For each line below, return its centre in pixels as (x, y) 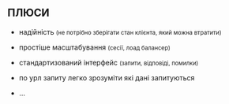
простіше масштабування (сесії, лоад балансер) (94, 47)
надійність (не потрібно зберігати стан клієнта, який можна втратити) (120, 32)
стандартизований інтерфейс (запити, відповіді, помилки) (109, 62)
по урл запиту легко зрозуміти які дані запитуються (107, 77)
